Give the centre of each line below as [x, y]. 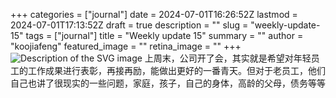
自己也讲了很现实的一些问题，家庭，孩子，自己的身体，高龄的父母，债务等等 [168, 83]
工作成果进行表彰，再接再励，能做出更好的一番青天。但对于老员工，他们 [176, 70]
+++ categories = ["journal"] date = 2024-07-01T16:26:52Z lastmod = [154, 14]
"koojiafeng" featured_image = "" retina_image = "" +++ [126, 46]
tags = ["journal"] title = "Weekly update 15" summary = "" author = [164, 35]
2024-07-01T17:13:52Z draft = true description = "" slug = [129, 25]
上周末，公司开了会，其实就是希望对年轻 [228, 58]
